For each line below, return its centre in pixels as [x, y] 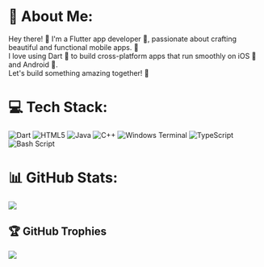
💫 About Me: [51, 17]
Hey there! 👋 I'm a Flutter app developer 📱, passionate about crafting [122, 39]
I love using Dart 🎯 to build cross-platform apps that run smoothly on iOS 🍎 [132, 56]
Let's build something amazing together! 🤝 [79, 73]
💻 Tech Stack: [58, 107]
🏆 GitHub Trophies [58, 232]
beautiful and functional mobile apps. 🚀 [73, 47]
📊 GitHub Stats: [63, 178]
